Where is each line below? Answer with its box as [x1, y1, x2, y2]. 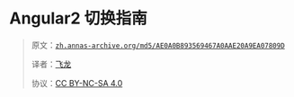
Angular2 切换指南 [9, 8, 147, 29]
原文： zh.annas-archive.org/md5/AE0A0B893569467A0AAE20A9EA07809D [31, 40, 285, 50]
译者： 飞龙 [31, 58, 72, 69]
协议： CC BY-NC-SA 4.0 [31, 77, 123, 88]
